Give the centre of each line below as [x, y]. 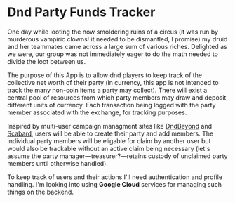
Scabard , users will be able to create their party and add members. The [110, 133]
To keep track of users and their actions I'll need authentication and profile [115, 177]
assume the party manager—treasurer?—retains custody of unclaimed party [117, 156]
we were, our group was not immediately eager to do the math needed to [113, 54]
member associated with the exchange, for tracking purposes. [97, 112]
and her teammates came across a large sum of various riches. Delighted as [117, 46]
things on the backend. [40, 192]
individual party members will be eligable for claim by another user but [109, 140]
